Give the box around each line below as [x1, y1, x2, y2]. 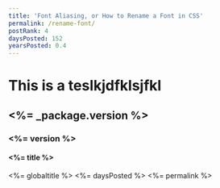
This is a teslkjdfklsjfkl [8, 77, 162, 95]
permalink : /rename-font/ [8, 19, 95, 27]
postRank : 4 [8, 27, 48, 35]
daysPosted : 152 [8, 34, 63, 43]
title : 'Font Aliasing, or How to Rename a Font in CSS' [8, 11, 204, 20]
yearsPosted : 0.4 [8, 42, 67, 50]
